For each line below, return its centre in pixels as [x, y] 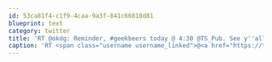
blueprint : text [36, 23]
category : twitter [39, 31]
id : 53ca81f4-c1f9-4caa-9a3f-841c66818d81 [81, 16]
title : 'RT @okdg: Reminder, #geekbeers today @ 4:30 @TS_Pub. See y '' [132, 38]
